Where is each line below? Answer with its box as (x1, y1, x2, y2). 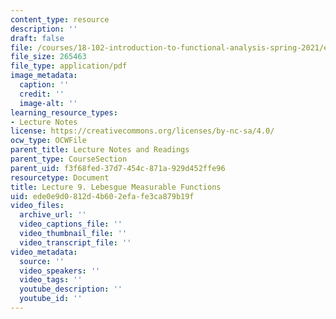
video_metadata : (10, 247, 78, 257)
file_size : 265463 (10, 52, 87, 62)
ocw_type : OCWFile (10, 136, 87, 146)
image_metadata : (10, 71, 78, 81)
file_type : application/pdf (10, 61, 128, 71)
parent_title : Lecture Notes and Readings (10, 145, 190, 155)
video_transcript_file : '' (19, 237, 132, 248)
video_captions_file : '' (19, 219, 123, 230)
